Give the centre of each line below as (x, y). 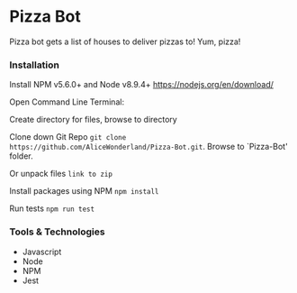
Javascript (42, 252)
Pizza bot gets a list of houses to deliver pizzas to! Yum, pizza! (125, 41)
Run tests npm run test (52, 208)
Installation (35, 65)
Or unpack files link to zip (61, 174)
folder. (21, 156)
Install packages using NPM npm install (84, 191)
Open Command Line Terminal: (67, 102)
